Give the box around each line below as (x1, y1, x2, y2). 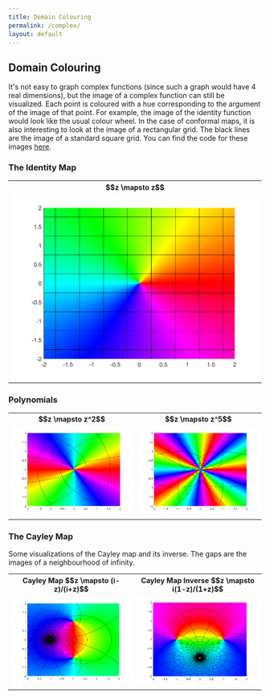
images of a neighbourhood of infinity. (8, 557, 135, 567)
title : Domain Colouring (8, 13, 92, 21)
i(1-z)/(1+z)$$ (172, 584, 223, 594)
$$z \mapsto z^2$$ (38, 414, 106, 424)
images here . (8, 142, 52, 152)
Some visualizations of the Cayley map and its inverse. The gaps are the (8, 549, 247, 559)
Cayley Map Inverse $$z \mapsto (141, 575, 255, 585)
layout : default (8, 30, 63, 38)
